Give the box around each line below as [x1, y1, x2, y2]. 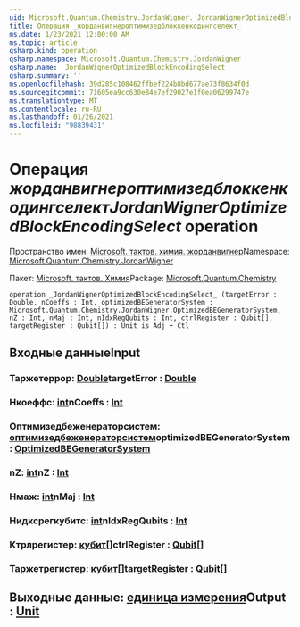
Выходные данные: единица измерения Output [9, 590, 287, 606]
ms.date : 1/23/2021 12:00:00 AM [9, 29, 129, 38]
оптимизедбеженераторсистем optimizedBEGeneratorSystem [9, 431, 291, 444]
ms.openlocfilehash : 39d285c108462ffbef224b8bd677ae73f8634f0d [9, 79, 250, 88]
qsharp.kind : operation [9, 46, 98, 55]
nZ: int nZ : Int [9, 466, 70, 479]
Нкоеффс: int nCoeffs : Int [9, 397, 123, 409]
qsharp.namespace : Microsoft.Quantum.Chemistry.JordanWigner [9, 54, 242, 63]
